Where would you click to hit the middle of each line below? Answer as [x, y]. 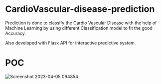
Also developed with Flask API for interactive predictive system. [71, 42]
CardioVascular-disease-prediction [80, 9]
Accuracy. [16, 33]
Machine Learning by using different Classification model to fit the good [79, 28]
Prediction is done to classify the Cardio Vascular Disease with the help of [81, 23]
